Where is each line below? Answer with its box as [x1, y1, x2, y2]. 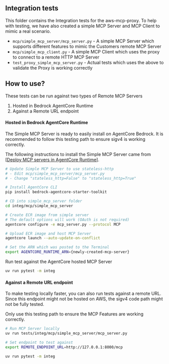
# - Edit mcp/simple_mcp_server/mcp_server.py [5, 171, 105, 176]
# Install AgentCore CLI [5, 185, 58, 190]
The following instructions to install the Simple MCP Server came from [5, 151, 151, 157]
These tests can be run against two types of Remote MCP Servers [5, 93, 143, 99]
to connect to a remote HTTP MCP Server [12, 54, 99, 60]
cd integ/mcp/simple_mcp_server [5, 203, 73, 209]
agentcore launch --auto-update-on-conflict [5, 236, 100, 241]
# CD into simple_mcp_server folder [5, 199, 82, 204]
